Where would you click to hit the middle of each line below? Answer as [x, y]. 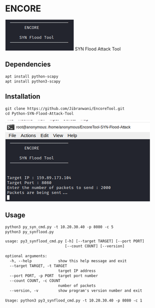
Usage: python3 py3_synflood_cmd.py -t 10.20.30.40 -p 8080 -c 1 [74, 301]
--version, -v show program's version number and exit [76, 291]
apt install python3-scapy [33, 81]
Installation [23, 97]
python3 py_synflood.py [30, 232]
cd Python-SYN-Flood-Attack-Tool [39, 113]
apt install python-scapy [32, 76]
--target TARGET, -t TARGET [39, 266]
